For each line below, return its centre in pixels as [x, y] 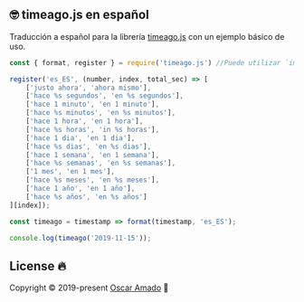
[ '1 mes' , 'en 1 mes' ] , [71, 172]
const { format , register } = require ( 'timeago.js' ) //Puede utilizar [145, 62]
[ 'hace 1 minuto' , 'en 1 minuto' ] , [93, 104]
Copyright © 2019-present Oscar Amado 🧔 [89, 288]
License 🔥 [38, 266]
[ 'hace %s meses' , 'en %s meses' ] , [93, 180]
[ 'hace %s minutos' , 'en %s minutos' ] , [101, 113]
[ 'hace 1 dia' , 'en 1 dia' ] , [81, 138]
